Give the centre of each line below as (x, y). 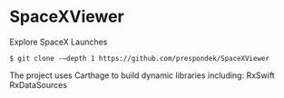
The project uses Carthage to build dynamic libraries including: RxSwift (142, 75)
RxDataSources (39, 84)
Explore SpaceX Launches (59, 42)
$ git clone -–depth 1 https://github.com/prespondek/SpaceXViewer (140, 58)
